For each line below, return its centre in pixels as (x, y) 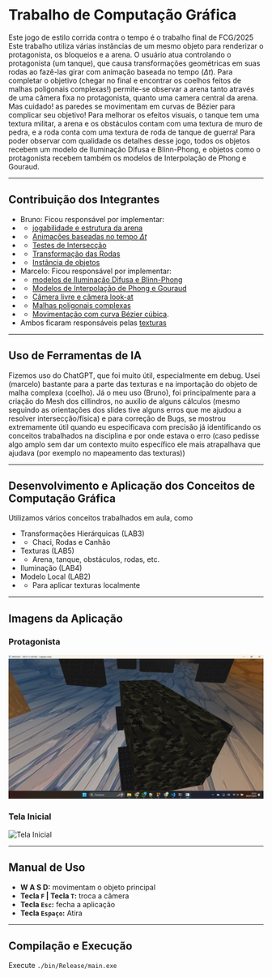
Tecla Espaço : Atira (51, 913)
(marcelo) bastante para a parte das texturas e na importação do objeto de (133, 384)
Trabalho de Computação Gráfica (123, 15)
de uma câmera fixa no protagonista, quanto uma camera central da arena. (133, 97)
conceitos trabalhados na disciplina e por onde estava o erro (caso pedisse (134, 435)
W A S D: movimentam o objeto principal (88, 887)
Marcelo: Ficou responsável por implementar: (96, 271)
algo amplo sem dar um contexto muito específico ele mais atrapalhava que (134, 444)
